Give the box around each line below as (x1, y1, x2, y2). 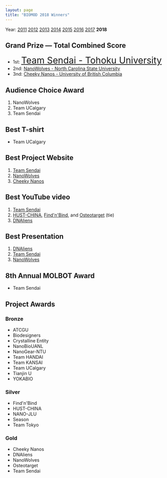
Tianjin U (12, 370, 32, 376)
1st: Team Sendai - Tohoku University (12, 55, 162, 67)
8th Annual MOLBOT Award (5, 271, 95, 280)
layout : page (5, 7, 33, 13)
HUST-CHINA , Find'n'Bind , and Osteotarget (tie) (12, 212, 114, 218)
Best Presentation (5, 232, 64, 241)
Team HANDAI (12, 354, 44, 360)
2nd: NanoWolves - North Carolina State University (12, 66, 120, 72)
